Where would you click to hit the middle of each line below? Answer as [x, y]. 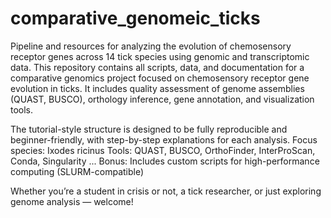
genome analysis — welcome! [72, 201]
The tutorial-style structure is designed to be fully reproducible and [149, 129]
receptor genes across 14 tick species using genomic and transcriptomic [160, 56]
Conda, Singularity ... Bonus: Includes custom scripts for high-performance [165, 161]
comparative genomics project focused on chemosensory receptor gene [160, 78]
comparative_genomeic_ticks [135, 18]
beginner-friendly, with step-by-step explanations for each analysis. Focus [164, 139]
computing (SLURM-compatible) [77, 171]
